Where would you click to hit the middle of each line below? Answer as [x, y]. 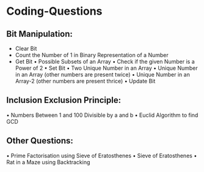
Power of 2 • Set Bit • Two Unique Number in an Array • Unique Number [106, 68]
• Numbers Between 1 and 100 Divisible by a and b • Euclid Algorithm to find [102, 115]
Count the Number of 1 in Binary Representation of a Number [92, 55]
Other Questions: [40, 141]
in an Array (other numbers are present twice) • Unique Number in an [103, 74]
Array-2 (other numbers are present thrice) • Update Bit [85, 81]
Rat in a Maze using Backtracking [48, 162]
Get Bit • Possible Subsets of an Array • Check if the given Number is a [105, 62]
